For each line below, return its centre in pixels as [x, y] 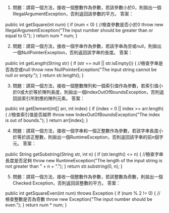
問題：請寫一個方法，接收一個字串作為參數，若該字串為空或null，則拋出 [87, 46]
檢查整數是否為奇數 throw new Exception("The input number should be [79, 199]
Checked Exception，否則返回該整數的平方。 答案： [67, 183]
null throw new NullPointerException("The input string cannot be [90, 69]
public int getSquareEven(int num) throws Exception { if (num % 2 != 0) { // [83, 193]
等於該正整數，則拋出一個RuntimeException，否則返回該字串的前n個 [88, 137]
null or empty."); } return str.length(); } [45, 75]
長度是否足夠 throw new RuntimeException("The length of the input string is [84, 161]
